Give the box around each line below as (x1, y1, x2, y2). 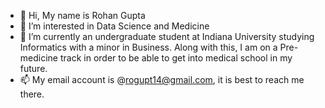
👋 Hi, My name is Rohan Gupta (19, 10, 146, 21)
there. (19, 88, 45, 100)
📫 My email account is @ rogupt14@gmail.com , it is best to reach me (19, 74, 305, 85)
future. (19, 63, 48, 74)
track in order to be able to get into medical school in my (59, 52, 293, 64)
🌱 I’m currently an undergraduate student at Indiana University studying (19, 31, 315, 42)
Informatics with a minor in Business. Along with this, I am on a (19, 41, 278, 53)
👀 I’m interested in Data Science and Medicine (19, 20, 210, 32)
